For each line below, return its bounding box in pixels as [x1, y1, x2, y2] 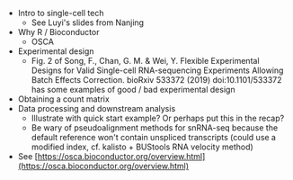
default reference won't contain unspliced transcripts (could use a [31, 132, 277, 142]
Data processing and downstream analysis [17, 103, 176, 113]
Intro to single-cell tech [17, 8, 104, 18]
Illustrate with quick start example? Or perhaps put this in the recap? [31, 112, 285, 123]
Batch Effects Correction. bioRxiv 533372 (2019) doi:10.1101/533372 [31, 75, 282, 85]
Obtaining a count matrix [17, 94, 110, 104]
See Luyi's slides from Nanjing [31, 17, 145, 28]
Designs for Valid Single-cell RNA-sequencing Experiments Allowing [31, 65, 284, 76]
